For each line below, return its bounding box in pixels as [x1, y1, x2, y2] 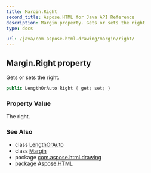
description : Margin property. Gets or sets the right [6, 20, 146, 26]
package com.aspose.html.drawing [14, 154, 102, 161]
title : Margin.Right [6, 8, 58, 15]
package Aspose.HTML [14, 160, 73, 167]
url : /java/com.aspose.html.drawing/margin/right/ [6, 36, 135, 42]
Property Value [6, 99, 51, 108]
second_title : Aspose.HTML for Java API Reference [6, 14, 135, 20]
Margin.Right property [6, 58, 91, 68]
